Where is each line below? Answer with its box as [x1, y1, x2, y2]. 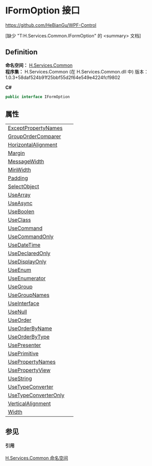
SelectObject [8, 183, 40, 190]
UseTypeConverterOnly [8, 392, 65, 399]
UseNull [8, 308, 27, 315]
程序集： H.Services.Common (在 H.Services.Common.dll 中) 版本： [5, 68, 149, 74]
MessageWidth [8, 158, 45, 165]
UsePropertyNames [8, 358, 56, 365]
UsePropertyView [8, 367, 51, 374]
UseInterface [8, 300, 40, 307]
